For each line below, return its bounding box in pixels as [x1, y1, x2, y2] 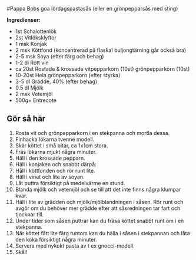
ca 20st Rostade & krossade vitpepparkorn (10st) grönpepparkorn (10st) [15, 65, 190, 73]
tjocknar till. [15, 210, 44, 218]
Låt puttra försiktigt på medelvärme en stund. [15, 179, 125, 186]
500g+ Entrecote [15, 97, 57, 104]
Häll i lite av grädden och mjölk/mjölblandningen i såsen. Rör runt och [15, 198, 184, 205]
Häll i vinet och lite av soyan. [15, 173, 85, 180]
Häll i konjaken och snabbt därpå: [15, 160, 97, 167]
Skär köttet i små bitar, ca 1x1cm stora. [15, 141, 108, 149]
